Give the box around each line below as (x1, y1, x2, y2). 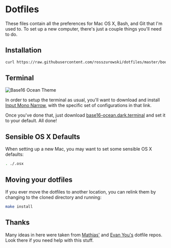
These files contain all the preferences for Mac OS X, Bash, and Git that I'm (5, 20, 163, 26)
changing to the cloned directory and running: (5, 194, 102, 200)
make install (5, 204, 33, 209)
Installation (5, 46, 42, 54)
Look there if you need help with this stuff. (5, 237, 94, 243)
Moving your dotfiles (5, 175, 73, 184)
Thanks (5, 218, 30, 227)
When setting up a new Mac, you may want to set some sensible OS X (5, 146, 152, 152)
